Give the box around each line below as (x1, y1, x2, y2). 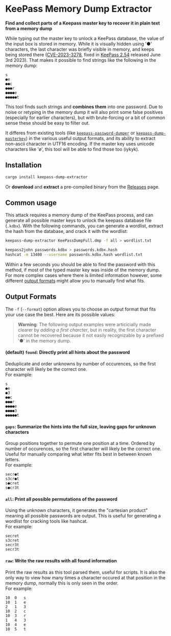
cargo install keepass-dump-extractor (5, 174, 88, 179)
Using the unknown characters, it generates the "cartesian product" (5, 507, 148, 513)
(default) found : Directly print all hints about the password (5, 349, 130, 356)
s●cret (5, 481, 19, 486)
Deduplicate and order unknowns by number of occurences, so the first (5, 361, 156, 367)
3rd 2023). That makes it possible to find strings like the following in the (5, 57, 157, 63)
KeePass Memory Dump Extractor (5, 3, 152, 15)
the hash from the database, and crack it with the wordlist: (5, 228, 128, 234)
